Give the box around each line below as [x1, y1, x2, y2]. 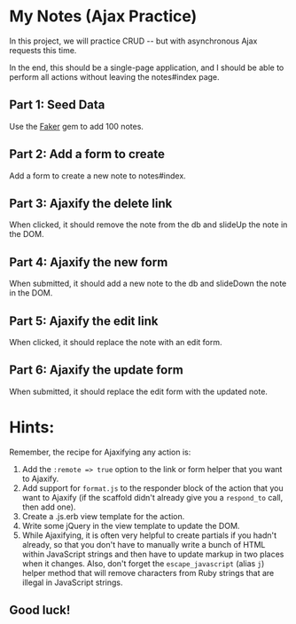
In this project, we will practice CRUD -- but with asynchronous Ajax [9, 36, 258, 46]
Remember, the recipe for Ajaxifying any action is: [9, 446, 191, 457]
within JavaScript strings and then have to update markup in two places [21, 549, 284, 559]
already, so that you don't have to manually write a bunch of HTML [21, 539, 266, 549]
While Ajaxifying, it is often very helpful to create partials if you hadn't [21, 530, 277, 541]
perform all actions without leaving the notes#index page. [9, 71, 220, 82]
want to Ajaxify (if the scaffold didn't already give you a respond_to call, [21, 492, 284, 502]
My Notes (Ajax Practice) [9, 6, 198, 27]
